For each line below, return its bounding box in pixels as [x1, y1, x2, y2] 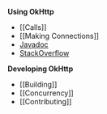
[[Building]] [19, 80, 58, 89]
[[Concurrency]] [19, 88, 74, 98]
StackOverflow [19, 49, 70, 57]
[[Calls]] [19, 23, 47, 32]
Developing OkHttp [7, 64, 74, 74]
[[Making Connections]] [19, 32, 99, 40]
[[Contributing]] [19, 97, 72, 106]
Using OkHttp [7, 7, 54, 16]
